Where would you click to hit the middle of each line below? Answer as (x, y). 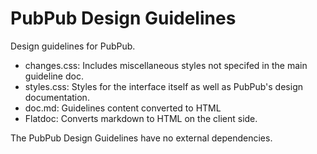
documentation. (57, 97)
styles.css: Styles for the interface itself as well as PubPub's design (163, 86)
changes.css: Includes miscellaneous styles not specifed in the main (166, 65)
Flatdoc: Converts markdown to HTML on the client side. (141, 118)
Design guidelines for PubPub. (73, 46)
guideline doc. (54, 76)
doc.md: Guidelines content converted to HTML (123, 108)
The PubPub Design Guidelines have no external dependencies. (141, 138)
